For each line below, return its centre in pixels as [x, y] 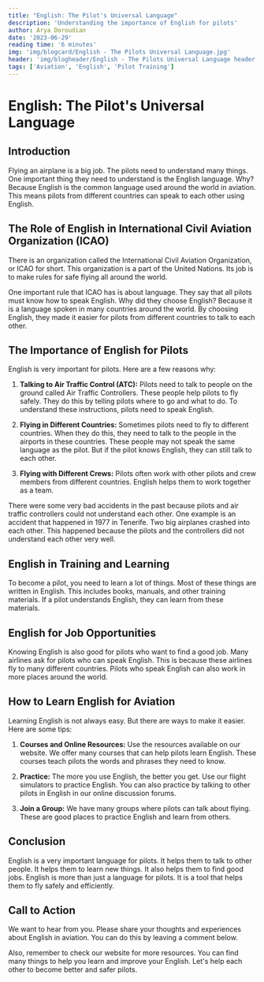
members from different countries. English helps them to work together [135, 482]
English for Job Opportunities [82, 632]
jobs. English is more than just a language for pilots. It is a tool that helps [125, 877]
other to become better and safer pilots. [73, 969]
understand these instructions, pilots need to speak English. [117, 410]
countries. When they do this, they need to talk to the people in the [128, 433]
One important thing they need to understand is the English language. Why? [131, 179]
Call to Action [42, 911]
